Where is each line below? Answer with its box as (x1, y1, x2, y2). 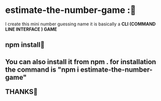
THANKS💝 (5, 87, 38, 96)
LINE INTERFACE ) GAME (5, 26, 57, 32)
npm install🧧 (5, 41, 45, 49)
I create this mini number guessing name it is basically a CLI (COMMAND (5, 21, 156, 27)
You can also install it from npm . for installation (5, 57, 156, 66)
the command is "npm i (5, 65, 79, 74)
